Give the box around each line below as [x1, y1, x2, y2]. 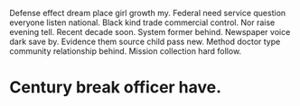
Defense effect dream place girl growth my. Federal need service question [9, 8, 286, 18]
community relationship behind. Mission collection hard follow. [9, 46, 242, 57]
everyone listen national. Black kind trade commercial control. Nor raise [9, 17, 276, 28]
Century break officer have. [9, 77, 222, 98]
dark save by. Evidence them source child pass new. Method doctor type [9, 36, 281, 47]
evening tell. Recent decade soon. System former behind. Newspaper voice [9, 27, 291, 37]
